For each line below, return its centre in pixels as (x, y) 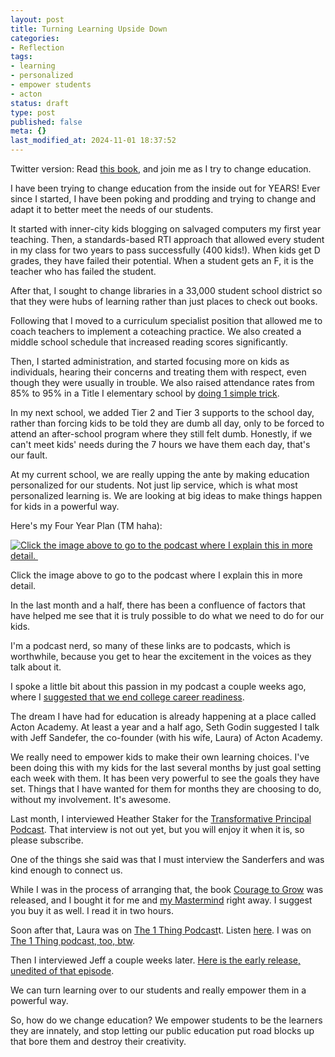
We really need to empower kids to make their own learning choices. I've (160, 757)
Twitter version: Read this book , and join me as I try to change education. (161, 169)
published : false (46, 122)
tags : (21, 57)
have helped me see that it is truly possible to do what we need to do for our (167, 615)
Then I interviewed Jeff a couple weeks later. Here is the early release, (156, 960)
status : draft (40, 103)
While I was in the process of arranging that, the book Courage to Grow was (167, 889)
